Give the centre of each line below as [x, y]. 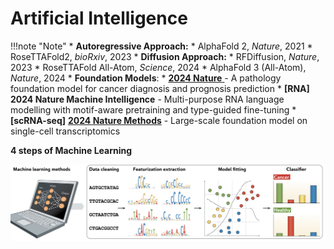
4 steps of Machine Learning [71, 150]
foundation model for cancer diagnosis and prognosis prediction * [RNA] [160, 88]
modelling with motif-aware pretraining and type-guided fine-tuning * [153, 109]
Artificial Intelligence [99, 18]
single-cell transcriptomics [65, 131]
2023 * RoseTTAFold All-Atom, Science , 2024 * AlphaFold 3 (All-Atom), [158, 67]
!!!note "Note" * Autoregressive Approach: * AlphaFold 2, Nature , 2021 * [161, 46]
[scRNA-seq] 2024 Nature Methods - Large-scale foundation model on [159, 120]
